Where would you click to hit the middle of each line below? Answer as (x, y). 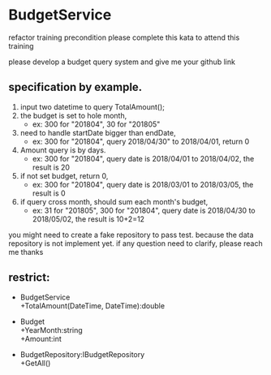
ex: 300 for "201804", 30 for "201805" (96, 124)
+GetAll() (35, 363)
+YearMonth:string (51, 330)
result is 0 (49, 193)
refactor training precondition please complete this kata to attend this (124, 37)
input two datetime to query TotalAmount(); (92, 106)
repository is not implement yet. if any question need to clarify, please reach (135, 243)
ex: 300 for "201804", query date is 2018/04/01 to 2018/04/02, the (143, 158)
